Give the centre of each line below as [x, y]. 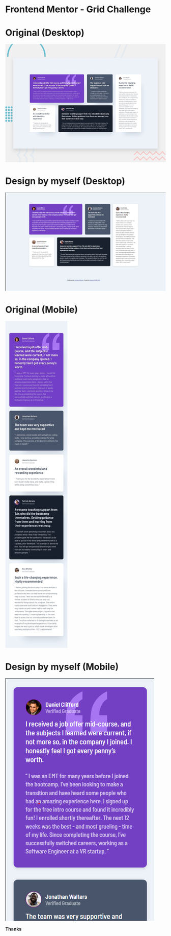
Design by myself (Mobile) [62, 667]
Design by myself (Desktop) [65, 181]
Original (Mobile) [41, 309]
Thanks [13, 929]
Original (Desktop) [45, 33]
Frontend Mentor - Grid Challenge [78, 9]
